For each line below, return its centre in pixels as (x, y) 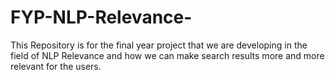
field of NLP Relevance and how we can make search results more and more (167, 55)
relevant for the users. (56, 66)
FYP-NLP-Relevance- (101, 17)
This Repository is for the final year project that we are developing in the (159, 45)
